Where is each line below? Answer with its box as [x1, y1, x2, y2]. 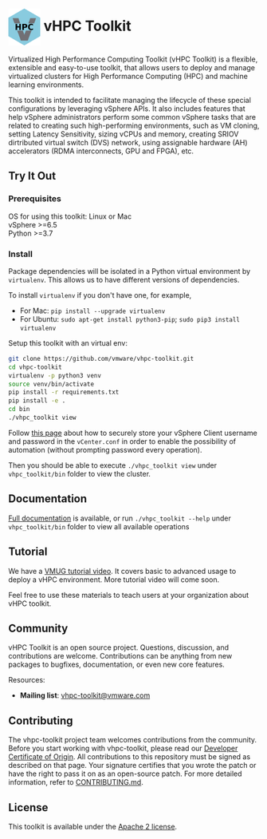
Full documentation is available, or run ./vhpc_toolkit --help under [8, 513, 231, 523]
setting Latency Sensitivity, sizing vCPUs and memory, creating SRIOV [8, 129, 239, 139]
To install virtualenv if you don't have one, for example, [8, 290, 192, 299]
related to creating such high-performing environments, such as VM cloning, [8, 121, 260, 130]
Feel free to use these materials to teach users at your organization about [8, 590, 249, 600]
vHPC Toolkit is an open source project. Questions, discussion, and [8, 643, 230, 652]
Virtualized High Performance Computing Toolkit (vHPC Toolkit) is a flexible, [8, 54, 258, 64]
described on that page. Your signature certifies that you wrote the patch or [8, 761, 257, 770]
